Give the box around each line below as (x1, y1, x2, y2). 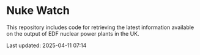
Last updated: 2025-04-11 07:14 (6, 42, 87, 49)
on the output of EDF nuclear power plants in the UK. (6, 30, 139, 37)
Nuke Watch (6, 4, 70, 18)
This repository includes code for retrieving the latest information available (6, 24, 194, 31)
